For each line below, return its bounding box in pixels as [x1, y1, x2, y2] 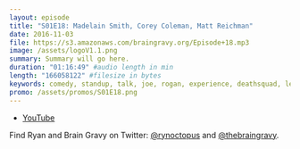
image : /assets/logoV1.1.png [9, 46, 118, 55]
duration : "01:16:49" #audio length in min [9, 63, 174, 72]
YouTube [21, 112, 55, 123]
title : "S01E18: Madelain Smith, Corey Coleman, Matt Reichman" [9, 21, 254, 30]
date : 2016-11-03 [9, 29, 74, 38]
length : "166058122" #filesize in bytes [9, 71, 162, 80]
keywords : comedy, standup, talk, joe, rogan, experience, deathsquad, [9, 79, 281, 88]
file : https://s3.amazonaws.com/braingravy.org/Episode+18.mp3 [9, 37, 250, 47]
